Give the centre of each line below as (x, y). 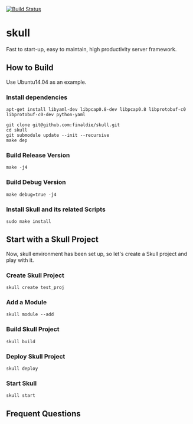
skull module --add (30, 315)
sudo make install (29, 221)
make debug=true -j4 (32, 195)
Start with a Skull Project (52, 240)
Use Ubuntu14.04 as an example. (46, 82)
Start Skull (22, 383)
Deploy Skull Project (36, 356)
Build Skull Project (33, 329)
